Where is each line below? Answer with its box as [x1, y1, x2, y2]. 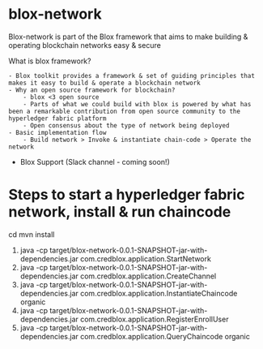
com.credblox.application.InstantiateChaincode [79, 288, 238, 298]
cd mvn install [8, 229, 55, 239]
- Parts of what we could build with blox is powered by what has [23, 100, 252, 108]
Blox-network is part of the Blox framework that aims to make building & [8, 32, 248, 41]
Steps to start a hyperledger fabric [8, 186, 245, 204]
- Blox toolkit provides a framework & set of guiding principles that [8, 71, 255, 80]
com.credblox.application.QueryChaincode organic [79, 331, 251, 341]
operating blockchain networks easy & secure [8, 40, 162, 50]
